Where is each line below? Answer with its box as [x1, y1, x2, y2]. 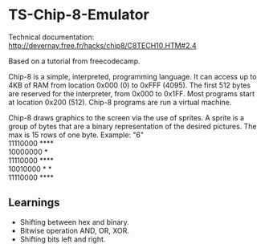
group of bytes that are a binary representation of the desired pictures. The [8, 121, 257, 131]
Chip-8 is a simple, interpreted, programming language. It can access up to [8, 71, 257, 81]
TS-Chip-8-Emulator [8, 6, 150, 24]
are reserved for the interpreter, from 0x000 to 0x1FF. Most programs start [8, 88, 255, 98]
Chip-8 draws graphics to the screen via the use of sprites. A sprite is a [8, 112, 245, 122]
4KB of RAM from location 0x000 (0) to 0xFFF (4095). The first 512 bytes [8, 80, 251, 90]
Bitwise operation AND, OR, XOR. [19, 226, 130, 235]
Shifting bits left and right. [19, 234, 106, 244]
